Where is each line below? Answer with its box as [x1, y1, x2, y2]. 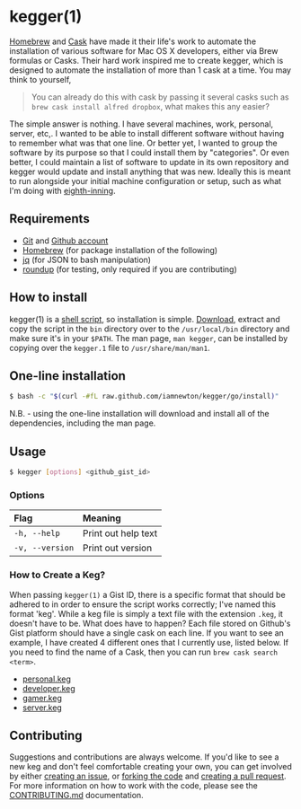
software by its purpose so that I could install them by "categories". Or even [9, 146, 290, 158]
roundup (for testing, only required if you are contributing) [22, 263, 238, 275]
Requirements [9, 211, 90, 226]
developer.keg [22, 682, 76, 693]
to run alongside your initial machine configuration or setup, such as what [9, 175, 281, 186]
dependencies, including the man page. [9, 418, 156, 428]
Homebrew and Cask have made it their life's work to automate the [9, 36, 257, 47]
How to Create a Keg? [9, 568, 106, 581]
